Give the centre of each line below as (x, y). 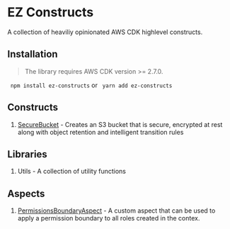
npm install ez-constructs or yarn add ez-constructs (91, 85)
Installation (33, 54)
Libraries (27, 154)
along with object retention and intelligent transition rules (100, 132)
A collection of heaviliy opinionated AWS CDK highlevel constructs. (105, 32)
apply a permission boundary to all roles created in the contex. (109, 218)
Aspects (26, 193)
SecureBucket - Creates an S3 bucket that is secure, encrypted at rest (120, 124)
